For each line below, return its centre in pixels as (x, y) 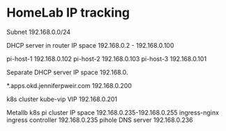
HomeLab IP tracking (68, 13)
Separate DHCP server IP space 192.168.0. (67, 72)
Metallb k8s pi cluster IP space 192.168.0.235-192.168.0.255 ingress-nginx (113, 112)
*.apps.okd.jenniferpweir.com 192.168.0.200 (69, 85)
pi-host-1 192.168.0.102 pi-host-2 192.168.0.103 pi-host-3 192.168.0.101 (107, 59)
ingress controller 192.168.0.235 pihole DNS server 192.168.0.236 (100, 120)
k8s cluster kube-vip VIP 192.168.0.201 (62, 99)
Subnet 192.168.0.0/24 (39, 32)
